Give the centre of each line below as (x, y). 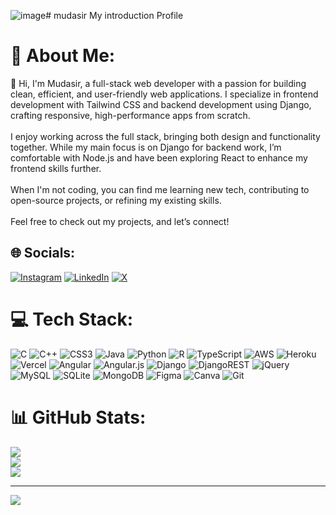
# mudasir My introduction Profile (114, 15)
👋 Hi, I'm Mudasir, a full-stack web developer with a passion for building (158, 83)
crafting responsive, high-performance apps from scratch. (130, 115)
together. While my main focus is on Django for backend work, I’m (146, 147)
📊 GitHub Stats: (78, 417)
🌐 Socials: (43, 253)
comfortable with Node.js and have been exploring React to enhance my (159, 157)
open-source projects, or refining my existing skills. (116, 200)
